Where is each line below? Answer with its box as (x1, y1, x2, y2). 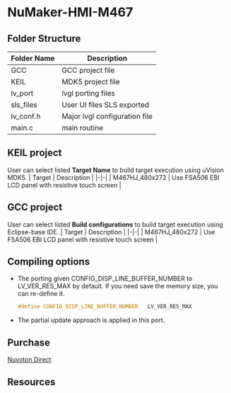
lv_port (11, 89, 34, 98)
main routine (61, 123, 104, 132)
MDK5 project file (61, 77, 120, 86)
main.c (11, 123, 33, 132)
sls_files (11, 100, 37, 110)
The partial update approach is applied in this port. (17, 316, 165, 324)
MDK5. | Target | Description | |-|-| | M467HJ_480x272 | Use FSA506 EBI (7, 173, 220, 181)
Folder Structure (7, 33, 81, 45)
